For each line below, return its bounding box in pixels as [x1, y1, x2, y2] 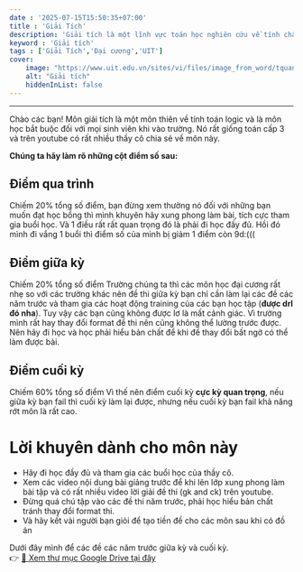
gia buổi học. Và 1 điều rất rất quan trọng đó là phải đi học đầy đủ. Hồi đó [9, 219, 281, 230]
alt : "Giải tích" [25, 72, 91, 81]
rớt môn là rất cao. [9, 406, 78, 417]
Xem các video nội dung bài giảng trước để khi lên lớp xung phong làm [22, 477, 286, 487]
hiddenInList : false [25, 80, 103, 89]
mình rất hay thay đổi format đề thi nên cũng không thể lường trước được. [9, 318, 282, 328]
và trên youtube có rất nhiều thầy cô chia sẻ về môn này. [9, 133, 221, 143]
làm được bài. [9, 337, 60, 347]
